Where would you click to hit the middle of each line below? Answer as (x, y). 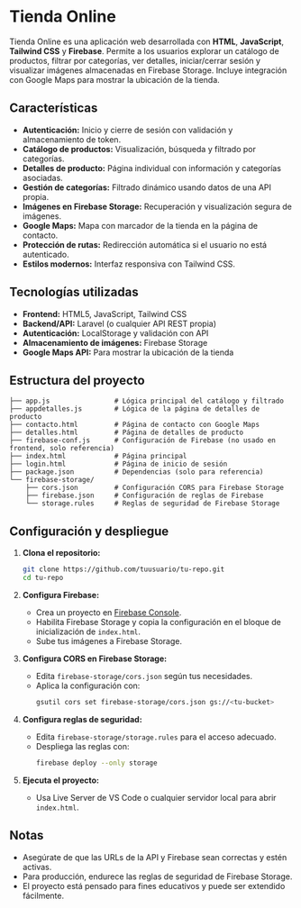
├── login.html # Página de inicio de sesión (119, 464)
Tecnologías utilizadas (74, 292)
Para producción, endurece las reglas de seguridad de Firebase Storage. (157, 876)
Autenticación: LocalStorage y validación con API (115, 333)
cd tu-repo (43, 578)
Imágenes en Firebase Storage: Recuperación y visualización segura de (157, 206)
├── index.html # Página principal (98, 457)
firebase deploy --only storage (96, 763)
